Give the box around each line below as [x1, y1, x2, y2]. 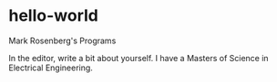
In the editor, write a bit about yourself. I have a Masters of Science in [8, 52, 270, 63]
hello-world [8, 5, 99, 26]
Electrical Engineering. [8, 62, 93, 73]
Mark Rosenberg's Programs [8, 35, 117, 46]
